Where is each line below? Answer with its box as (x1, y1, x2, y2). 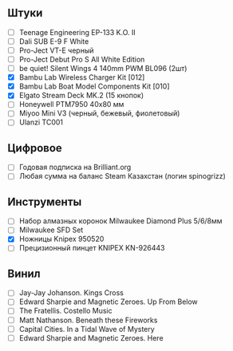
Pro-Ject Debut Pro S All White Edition (18, 55, 145, 64)
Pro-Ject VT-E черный (18, 45, 94, 55)
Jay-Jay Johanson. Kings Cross (18, 288, 124, 298)
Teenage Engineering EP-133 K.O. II (18, 27, 136, 37)
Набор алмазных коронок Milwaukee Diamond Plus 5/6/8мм (18, 216, 223, 226)
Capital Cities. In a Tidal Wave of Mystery (18, 324, 155, 333)
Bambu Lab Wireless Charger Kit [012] (18, 73, 145, 82)
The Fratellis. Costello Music (18, 306, 113, 316)
